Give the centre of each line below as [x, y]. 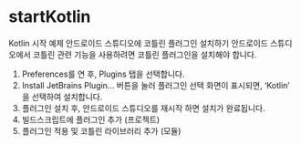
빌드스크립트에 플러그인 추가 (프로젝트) [91, 119]
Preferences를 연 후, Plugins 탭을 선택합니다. [103, 74]
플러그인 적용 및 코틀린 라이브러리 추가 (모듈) [101, 130]
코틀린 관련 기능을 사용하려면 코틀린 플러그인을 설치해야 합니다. [145, 54]
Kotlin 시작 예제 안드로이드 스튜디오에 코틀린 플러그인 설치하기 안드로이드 [138, 43]
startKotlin [50, 17]
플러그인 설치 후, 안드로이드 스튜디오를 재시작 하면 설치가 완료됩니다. [143, 108]
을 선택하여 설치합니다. [62, 97]
